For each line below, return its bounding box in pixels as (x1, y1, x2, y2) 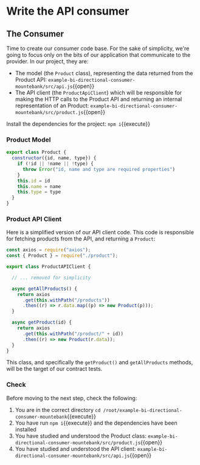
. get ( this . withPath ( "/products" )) (22, 297, 111, 303)
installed (15, 425, 36, 433)
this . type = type (17, 189, 61, 195)
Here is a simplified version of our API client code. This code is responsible (6, 229, 195, 236)
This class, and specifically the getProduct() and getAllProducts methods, (6, 359, 193, 366)
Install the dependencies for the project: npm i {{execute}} (6, 120, 151, 128)
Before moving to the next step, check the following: (6, 394, 137, 402)
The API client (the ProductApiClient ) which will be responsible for (15, 89, 182, 96)
